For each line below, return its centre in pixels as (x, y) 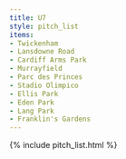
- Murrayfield (36, 69)
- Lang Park (32, 111)
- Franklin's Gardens (50, 119)
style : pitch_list (44, 26)
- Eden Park (32, 102)
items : (22, 35)
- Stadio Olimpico (44, 85)
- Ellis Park (34, 94)
